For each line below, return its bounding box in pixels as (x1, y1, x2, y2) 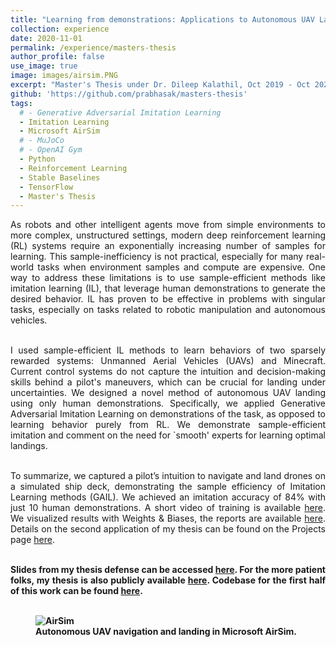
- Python (19, 154, 56, 164)
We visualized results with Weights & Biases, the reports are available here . (10, 512, 326, 525)
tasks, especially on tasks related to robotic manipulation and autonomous (10, 304, 326, 316)
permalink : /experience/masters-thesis (10, 42, 177, 53)
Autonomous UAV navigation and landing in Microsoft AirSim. (35, 626, 297, 638)
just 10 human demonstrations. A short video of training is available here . (10, 502, 326, 514)
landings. (10, 440, 48, 452)
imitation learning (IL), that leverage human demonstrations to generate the (10, 282, 326, 295)
